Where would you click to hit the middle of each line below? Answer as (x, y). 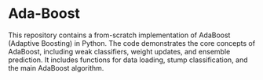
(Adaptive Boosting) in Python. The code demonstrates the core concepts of (132, 43)
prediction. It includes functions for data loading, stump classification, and (128, 60)
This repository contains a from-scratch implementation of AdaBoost (119, 35)
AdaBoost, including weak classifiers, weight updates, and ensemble (119, 51)
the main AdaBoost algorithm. (56, 68)
